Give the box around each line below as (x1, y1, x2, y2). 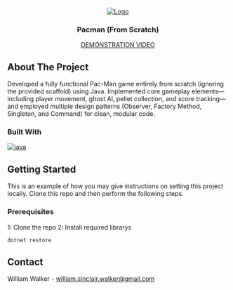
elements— (192, 87, 225, 95)
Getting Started (7, 163, 76, 175)
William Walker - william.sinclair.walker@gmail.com (7, 275, 155, 283)
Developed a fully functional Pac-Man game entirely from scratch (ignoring (7, 80, 225, 88)
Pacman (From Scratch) (76, 25, 159, 34)
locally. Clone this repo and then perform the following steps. (7, 190, 184, 198)
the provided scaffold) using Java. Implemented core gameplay (7, 87, 191, 95)
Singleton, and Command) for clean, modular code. (7, 110, 156, 118)
